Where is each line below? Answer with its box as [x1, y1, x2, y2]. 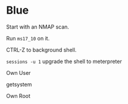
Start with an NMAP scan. [6, 23, 70, 30]
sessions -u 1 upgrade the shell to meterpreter [6, 58, 122, 65]
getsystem [6, 81, 32, 88]
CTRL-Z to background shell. [6, 46, 77, 53]
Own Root [6, 92, 31, 99]
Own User [6, 69, 31, 76]
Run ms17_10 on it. [6, 34, 50, 42]
